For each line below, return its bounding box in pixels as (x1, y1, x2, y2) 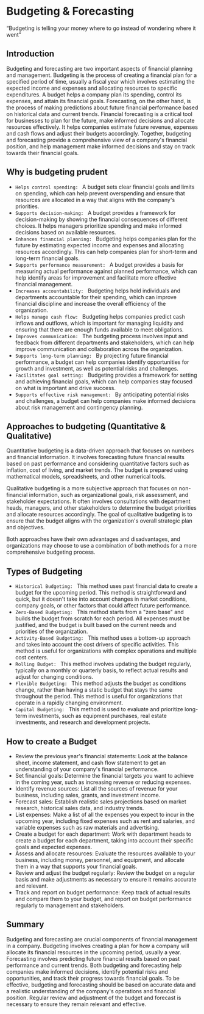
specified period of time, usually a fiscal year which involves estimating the (6, 78, 195, 85)
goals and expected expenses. (15, 844, 93, 850)
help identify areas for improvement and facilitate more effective (15, 273, 177, 281)
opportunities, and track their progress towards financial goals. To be (6, 974, 180, 982)
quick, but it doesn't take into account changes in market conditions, (15, 595, 188, 603)
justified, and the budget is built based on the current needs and (15, 621, 177, 629)
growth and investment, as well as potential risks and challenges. (15, 364, 178, 372)
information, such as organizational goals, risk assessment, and (29, 491, 189, 499)
